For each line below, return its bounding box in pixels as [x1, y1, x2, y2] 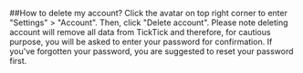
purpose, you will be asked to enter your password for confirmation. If [9, 36, 273, 47]
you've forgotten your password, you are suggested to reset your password [9, 46, 294, 57]
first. [9, 56, 27, 66]
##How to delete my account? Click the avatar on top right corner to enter [9, 8, 287, 18]
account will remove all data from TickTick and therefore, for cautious [9, 27, 271, 37]
